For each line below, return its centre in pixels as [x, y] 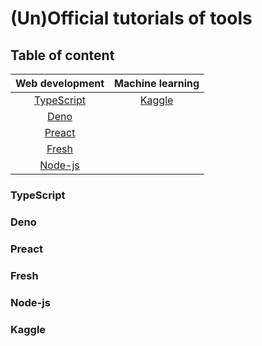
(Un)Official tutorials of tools [131, 18]
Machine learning [157, 83]
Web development [60, 83]
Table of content [62, 55]
